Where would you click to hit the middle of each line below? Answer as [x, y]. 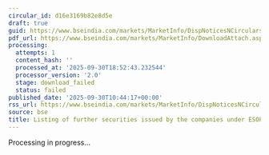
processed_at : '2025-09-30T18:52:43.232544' [91, 68]
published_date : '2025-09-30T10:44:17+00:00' [85, 97]
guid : [17, 30]
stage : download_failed [55, 82]
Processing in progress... [49, 142]
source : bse [28, 113]
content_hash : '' [44, 61]
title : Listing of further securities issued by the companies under [127, 120]
